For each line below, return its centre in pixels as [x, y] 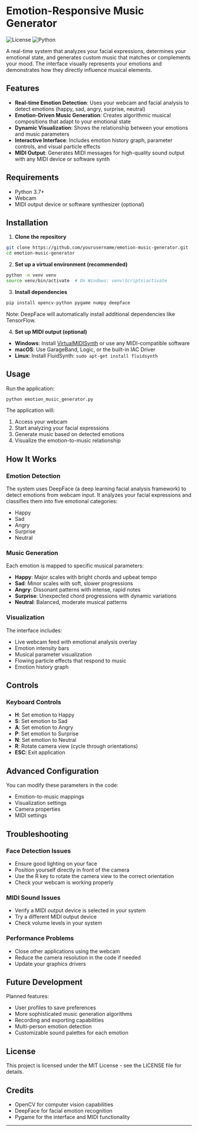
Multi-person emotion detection [53, 1027]
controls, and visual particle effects [57, 146]
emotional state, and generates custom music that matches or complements [98, 57]
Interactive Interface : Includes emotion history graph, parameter [93, 140]
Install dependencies [41, 292]
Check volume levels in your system [58, 923]
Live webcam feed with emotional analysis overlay [76, 642]
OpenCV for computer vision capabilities [64, 1104]
